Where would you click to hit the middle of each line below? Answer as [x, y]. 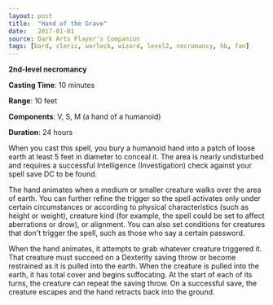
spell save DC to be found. [53, 174]
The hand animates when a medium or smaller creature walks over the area [135, 190]
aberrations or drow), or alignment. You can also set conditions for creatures [137, 224]
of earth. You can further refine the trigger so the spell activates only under [134, 198]
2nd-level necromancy [48, 69]
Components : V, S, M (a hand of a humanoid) [85, 117]
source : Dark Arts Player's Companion [74, 39]
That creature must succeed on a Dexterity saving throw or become [122, 258]
